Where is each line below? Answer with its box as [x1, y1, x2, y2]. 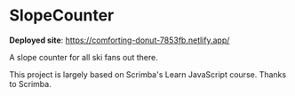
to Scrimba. [9, 78, 52, 89]
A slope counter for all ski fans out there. [9, 52, 158, 62]
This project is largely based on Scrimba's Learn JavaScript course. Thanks [9, 68, 287, 80]
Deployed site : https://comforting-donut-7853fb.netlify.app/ [9, 35, 230, 45]
